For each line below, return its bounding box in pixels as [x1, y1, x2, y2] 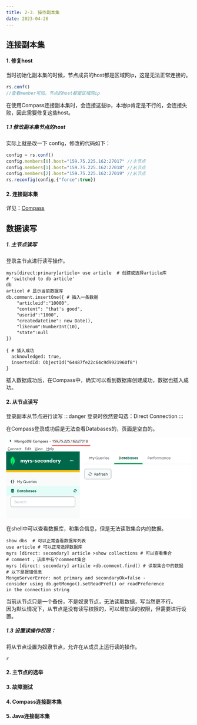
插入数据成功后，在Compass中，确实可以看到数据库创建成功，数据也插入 [6, 376, 184, 383]
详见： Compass [6, 205, 45, 212]
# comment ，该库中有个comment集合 [6, 556, 86, 562]
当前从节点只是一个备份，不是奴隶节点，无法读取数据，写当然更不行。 [6, 598, 176, 605]
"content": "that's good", [16, 306, 83, 312]
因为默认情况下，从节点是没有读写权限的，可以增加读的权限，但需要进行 [6, 605, 181, 612]
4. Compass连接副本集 [6, 698, 62, 705]
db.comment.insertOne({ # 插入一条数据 [6, 294, 99, 300]
